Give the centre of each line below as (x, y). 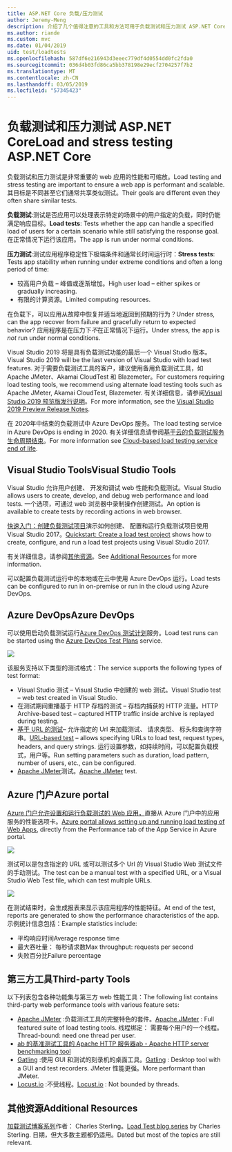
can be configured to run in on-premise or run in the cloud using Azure (108, 586)
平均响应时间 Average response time (68, 938)
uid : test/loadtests (37, 53)
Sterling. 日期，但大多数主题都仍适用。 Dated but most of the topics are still (114, 1135)
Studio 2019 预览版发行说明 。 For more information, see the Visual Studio (110, 402)
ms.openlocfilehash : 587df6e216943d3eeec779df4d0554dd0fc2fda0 (100, 59)
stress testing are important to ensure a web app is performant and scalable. (116, 185)
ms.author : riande (33, 33)
